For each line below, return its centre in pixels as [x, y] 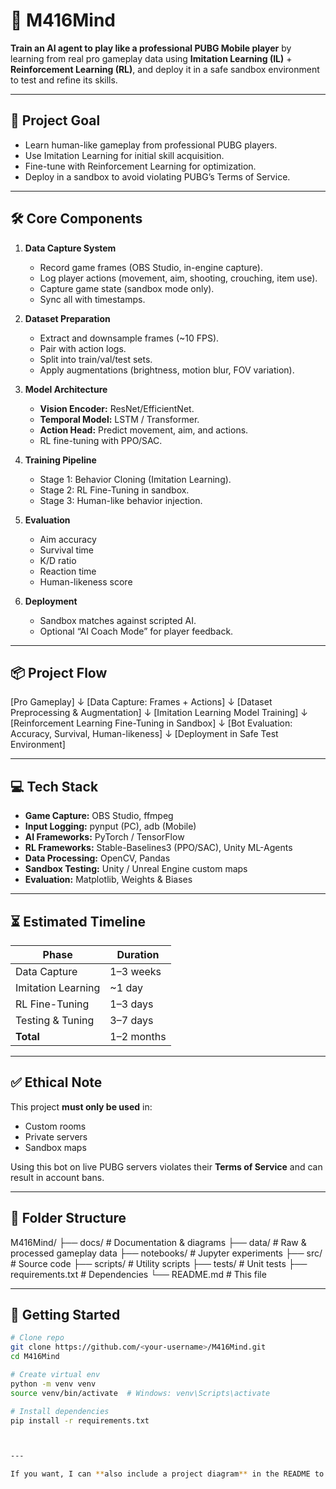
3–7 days [131, 1020]
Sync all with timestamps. [92, 299]
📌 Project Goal [55, 120]
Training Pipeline [60, 460]
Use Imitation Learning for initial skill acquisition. [124, 155]
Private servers [56, 1136]
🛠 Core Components [76, 219]
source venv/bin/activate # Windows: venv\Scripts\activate [140, 1393]
